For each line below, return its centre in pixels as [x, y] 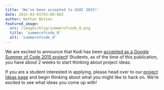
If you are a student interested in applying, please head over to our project [82, 72]
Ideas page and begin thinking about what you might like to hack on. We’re [82, 77]
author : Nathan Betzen [29, 19]
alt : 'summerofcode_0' [33, 38]
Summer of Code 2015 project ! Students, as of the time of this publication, [81, 57]
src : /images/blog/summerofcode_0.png [50, 28]
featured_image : [22, 24]
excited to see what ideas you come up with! [51, 82]
